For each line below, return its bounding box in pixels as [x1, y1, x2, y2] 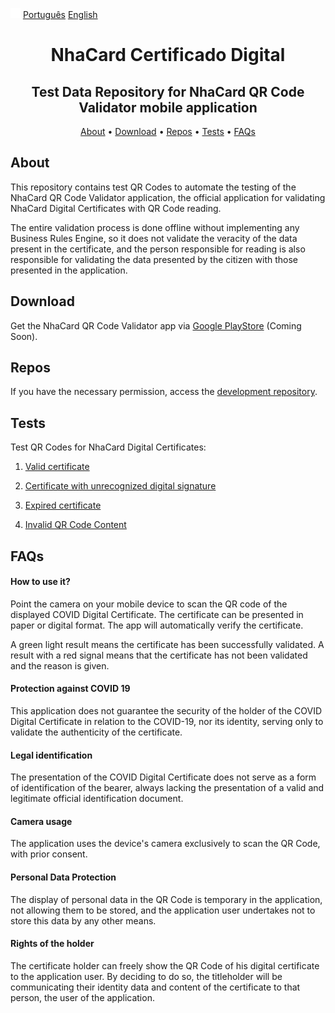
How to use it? [10, 576, 71, 588]
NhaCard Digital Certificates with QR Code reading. [10, 202, 222, 214]
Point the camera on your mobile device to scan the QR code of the [10, 598, 288, 610]
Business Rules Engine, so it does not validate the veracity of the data [10, 232, 298, 244]
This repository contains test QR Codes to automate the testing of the [10, 181, 297, 193]
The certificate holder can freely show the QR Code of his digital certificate [10, 959, 320, 972]
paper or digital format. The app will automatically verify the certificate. [10, 619, 304, 631]
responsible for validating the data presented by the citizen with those [10, 253, 299, 265]
